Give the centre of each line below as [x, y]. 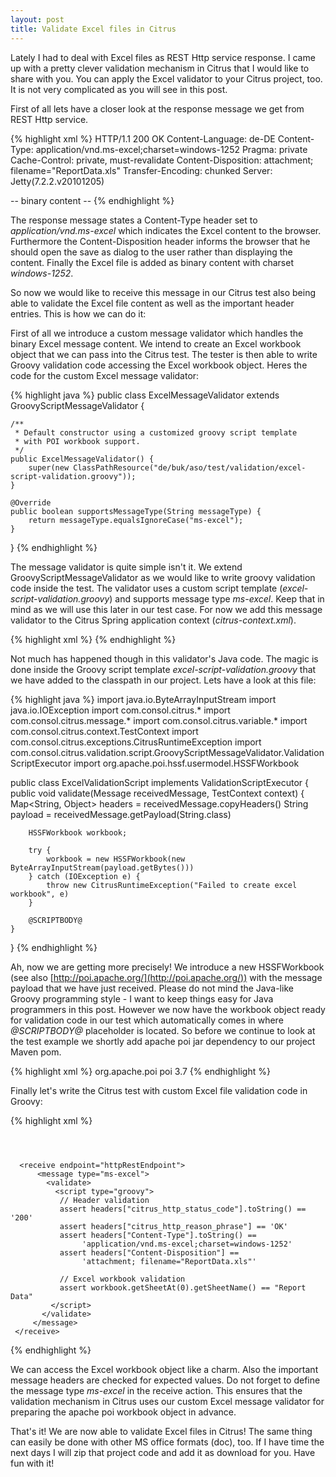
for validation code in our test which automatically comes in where [147, 1020]
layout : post [37, 19]
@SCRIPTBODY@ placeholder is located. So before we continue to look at [163, 1030]
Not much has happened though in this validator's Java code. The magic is [164, 658]
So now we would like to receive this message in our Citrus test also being [163, 292]
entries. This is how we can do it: [78, 313]
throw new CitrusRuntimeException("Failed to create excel [172, 885]
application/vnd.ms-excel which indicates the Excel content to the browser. [166, 230]
